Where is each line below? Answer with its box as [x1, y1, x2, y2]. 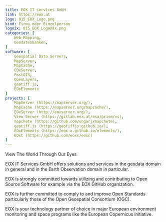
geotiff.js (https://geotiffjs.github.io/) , [14, 123, 108, 128]
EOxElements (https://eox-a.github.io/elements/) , [14, 128, 122, 133]
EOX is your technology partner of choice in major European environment [5, 206, 156, 212]
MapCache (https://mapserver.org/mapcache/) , [14, 105, 111, 110]
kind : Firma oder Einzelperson [5, 21, 70, 26]
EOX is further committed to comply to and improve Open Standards [5, 191, 146, 197]
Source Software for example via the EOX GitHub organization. [5, 181, 134, 187]
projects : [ [5, 95, 30, 100]
